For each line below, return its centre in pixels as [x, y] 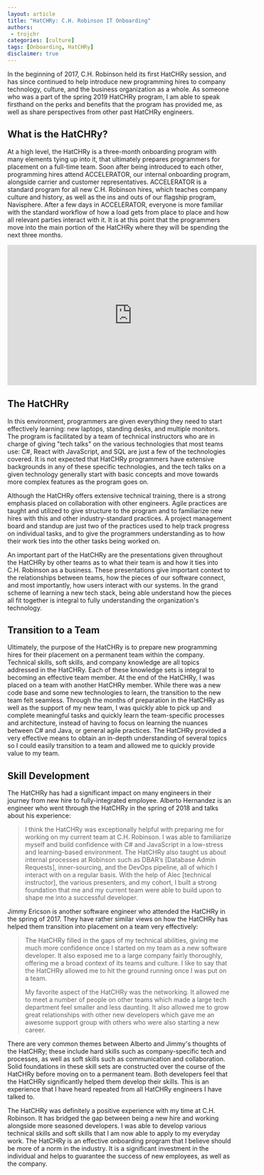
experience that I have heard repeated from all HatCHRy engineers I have [115, 1089]
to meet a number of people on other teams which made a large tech [126, 1000]
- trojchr [25, 34]
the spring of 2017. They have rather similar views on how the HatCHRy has [118, 919]
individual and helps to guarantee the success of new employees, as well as [118, 1156]
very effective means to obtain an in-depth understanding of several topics [117, 738]
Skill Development [49, 775]
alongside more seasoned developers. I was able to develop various [107, 1126]
